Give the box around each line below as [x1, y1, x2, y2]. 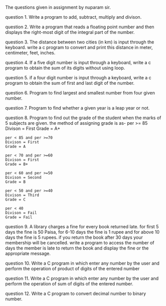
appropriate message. [5, 250, 51, 257]
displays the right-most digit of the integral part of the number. [5, 29, 135, 35]
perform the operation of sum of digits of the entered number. [5, 281, 133, 287]
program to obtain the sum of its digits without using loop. [5, 65, 125, 71]
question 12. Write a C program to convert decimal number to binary [5, 290, 146, 296]
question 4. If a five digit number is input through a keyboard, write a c [5, 60, 151, 65]
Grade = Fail [5, 215, 33, 220]
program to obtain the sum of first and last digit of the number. [5, 80, 135, 86]
